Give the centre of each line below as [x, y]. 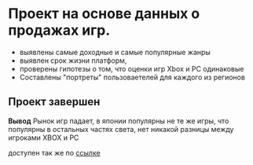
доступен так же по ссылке [54, 152]
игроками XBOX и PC [44, 137]
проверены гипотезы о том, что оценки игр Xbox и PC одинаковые [132, 68]
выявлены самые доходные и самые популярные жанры [115, 52]
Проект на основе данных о [104, 14]
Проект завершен [54, 102]
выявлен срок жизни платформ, [73, 60]
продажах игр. [59, 30]
